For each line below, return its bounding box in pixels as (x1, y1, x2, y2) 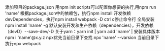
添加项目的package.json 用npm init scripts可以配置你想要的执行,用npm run (5, 4, 157, 10)
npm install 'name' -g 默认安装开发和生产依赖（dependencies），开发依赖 (5, 22, 154, 28)
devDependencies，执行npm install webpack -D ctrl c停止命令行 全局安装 (5, 17, 155, 22)
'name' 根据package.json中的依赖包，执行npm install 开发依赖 (5, 10, 132, 16)
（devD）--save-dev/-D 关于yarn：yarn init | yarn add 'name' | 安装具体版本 (5, 29, 160, 34)
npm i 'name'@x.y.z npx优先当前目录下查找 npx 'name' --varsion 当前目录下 (5, 34, 159, 40)
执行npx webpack (5, 41, 41, 46)
